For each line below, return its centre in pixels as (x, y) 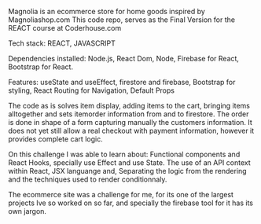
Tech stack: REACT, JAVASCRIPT (62, 43)
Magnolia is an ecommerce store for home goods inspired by (107, 11)
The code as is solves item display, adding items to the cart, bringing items (129, 106)
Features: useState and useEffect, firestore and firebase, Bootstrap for (122, 82)
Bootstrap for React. (40, 67)
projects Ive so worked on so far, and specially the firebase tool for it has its (131, 203)
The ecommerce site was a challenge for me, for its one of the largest (121, 195)
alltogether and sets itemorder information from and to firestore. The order (129, 114)
